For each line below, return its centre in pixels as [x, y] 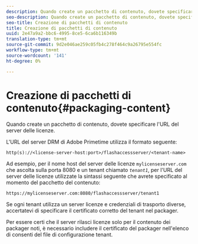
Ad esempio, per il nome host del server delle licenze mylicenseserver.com [96, 164]
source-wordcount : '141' [37, 56]
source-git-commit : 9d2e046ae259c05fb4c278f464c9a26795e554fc [84, 45]
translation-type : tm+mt [37, 39]
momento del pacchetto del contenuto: [53, 183]
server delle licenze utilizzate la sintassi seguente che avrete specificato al [97, 176]
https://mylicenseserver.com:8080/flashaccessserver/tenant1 [83, 193]
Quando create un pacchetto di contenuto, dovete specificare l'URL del [93, 124]
